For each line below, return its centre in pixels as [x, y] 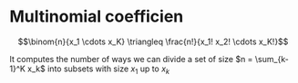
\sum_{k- [272, 59]
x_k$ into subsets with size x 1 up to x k [98, 69]
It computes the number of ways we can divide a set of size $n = [131, 59]
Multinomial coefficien [97, 17]
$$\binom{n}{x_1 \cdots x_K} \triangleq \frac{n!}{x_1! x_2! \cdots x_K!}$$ [153, 41]
